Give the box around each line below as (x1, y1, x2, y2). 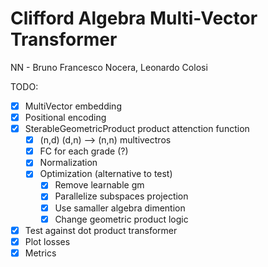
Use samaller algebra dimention (54, 202, 186, 214)
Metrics (24, 247, 57, 259)
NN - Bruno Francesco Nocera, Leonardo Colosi (10, 61, 208, 73)
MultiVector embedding (24, 100, 122, 112)
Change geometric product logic (54, 213, 189, 225)
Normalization (39, 157, 98, 169)
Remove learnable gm (54, 179, 145, 191)
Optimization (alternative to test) (39, 168, 173, 180)
